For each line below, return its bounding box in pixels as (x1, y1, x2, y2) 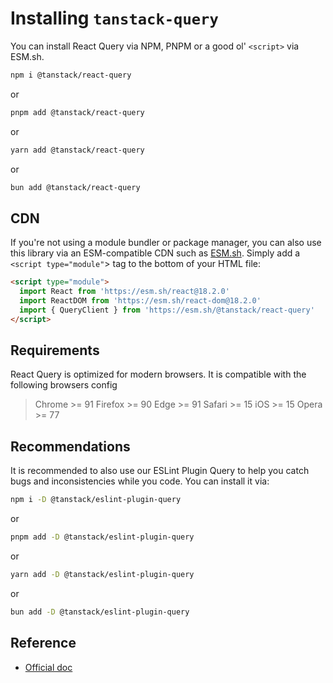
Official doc (24, 661, 73, 673)
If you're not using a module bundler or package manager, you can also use (10, 237, 322, 249)
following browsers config (10, 379, 118, 391)
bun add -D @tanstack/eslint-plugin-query (10, 607, 190, 617)
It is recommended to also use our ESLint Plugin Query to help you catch (10, 465, 310, 477)
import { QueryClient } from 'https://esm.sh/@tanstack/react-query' (19, 305, 315, 315)
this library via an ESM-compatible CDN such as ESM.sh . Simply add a (10, 247, 301, 259)
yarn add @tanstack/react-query (10, 145, 145, 155)
